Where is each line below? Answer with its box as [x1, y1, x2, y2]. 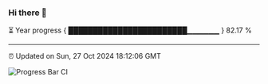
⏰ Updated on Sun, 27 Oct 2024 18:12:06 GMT [8, 52, 162, 61]
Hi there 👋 [8, 7, 48, 18]
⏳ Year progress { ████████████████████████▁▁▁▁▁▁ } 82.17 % [8, 25, 253, 35]
